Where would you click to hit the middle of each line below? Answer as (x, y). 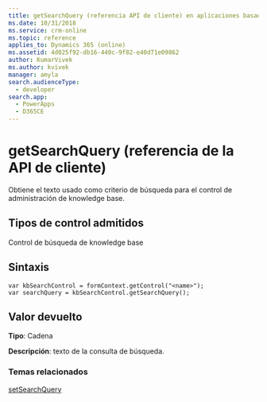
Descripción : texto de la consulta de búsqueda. (86, 351)
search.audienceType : (44, 82)
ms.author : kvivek (39, 68)
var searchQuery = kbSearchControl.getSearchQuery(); (99, 292)
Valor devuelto (45, 317)
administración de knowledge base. (67, 198)
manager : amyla (33, 75)
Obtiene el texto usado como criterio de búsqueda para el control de (120, 189)
